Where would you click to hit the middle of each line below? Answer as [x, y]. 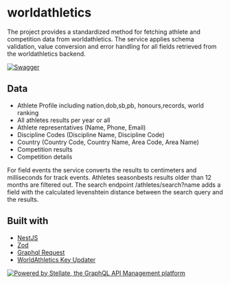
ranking [28, 112]
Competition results [45, 149]
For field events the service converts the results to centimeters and [102, 170]
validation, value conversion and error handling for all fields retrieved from [112, 46]
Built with [28, 221]
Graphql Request [41, 252]
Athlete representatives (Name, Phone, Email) [81, 127]
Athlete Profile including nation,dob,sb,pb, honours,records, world [111, 105]
